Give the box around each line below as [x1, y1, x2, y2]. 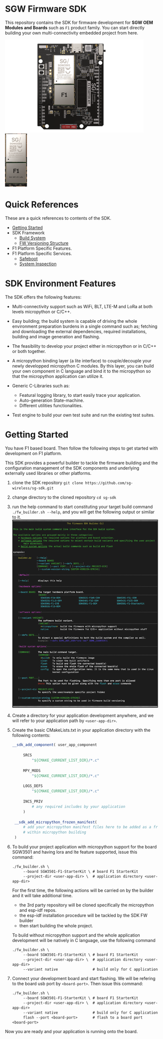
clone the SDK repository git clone [12, 479, 83, 486]
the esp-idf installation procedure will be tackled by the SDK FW [19, 913, 148, 919]
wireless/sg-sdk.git [12, 486, 54, 490]
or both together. [12, 348, 46, 354]
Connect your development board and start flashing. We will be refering [12, 976, 156, 981]
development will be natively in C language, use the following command [12, 938, 156, 943]
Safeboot [19, 255, 38, 261]
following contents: [12, 732, 50, 738]
